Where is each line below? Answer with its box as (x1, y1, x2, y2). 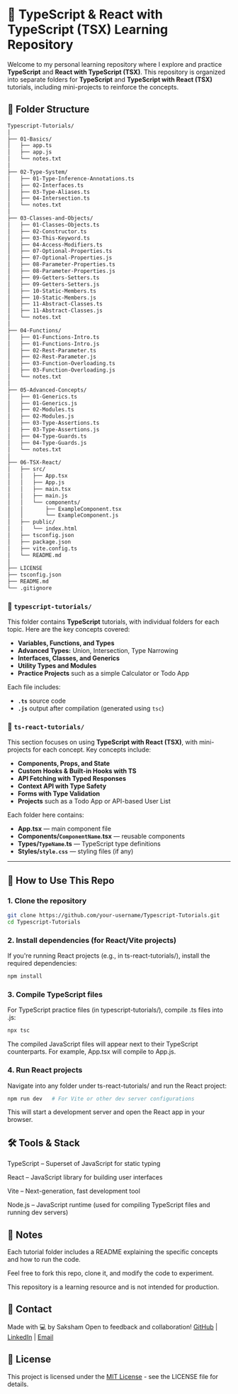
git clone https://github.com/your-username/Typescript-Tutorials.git (7, 912, 220, 919)
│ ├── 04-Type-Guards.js (7, 439, 87, 446)
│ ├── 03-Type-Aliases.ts (7, 188, 91, 195)
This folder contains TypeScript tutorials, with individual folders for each (7, 617, 220, 626)
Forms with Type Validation (17, 789, 101, 798)
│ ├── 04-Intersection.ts (7, 195, 91, 202)
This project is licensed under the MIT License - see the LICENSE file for (7, 1372, 218, 1381)
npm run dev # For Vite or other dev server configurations (7, 1095, 195, 1102)
